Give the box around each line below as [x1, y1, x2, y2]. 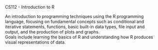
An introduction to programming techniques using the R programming [5, 14, 144, 19]
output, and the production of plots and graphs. [5, 29, 100, 34]
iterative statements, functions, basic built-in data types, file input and [5, 24, 145, 30]
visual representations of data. [5, 39, 66, 45]
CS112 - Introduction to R [5, 4, 55, 10]
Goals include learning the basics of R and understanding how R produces [5, 34, 154, 40]
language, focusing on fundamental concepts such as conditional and [5, 19, 144, 24]
